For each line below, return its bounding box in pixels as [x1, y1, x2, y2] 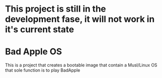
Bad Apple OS [5, 46, 62, 57]
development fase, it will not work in [5, 14, 155, 25]
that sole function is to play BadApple [5, 67, 81, 73]
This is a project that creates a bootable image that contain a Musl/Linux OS [5, 62, 158, 68]
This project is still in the [5, 3, 106, 15]
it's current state [5, 24, 74, 35]
